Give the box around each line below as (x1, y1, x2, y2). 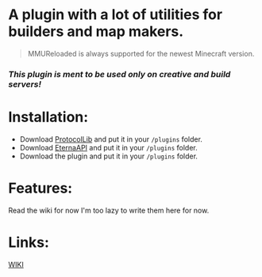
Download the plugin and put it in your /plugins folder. (19, 151, 198, 161)
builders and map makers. (8, 22, 184, 41)
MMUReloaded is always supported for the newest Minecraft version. (27, 49, 255, 58)
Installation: (8, 108, 89, 127)
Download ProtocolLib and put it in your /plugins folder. (19, 134, 202, 144)
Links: (8, 233, 50, 252)
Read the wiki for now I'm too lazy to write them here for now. (8, 205, 210, 215)
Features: (8, 179, 73, 197)
